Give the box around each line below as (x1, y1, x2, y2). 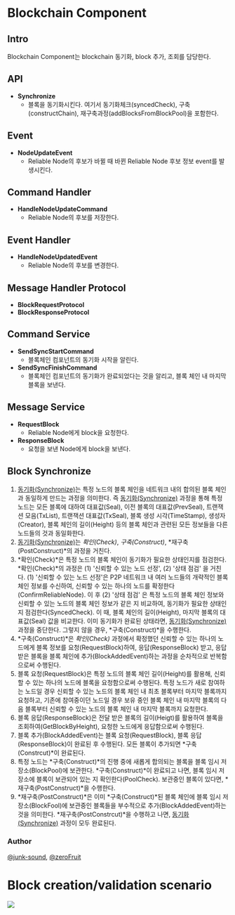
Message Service (7, 401, 86, 413)
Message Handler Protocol (7, 282, 126, 294)
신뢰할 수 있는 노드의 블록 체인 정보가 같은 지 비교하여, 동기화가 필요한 (17, 599, 208, 607)
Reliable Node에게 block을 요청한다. (27, 428, 130, 436)
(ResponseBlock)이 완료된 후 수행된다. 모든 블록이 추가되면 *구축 (17, 739, 197, 748)
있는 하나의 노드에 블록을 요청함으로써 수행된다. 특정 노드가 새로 (32, 678, 207, 687)
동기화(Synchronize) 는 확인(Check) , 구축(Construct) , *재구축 (17, 538, 189, 546)
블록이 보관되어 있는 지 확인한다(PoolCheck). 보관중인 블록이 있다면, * (36, 774, 229, 783)
